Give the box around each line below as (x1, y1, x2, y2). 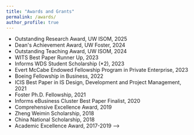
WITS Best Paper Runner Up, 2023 (14, 54, 99, 61)
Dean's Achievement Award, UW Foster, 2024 (14, 41, 126, 49)
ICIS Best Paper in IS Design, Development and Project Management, (14, 79, 182, 86)
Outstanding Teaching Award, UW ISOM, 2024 (14, 48, 127, 55)
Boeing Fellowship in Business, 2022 (14, 72, 104, 79)
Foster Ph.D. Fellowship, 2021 (14, 91, 86, 98)
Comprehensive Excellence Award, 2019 (14, 103, 113, 111)
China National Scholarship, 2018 (14, 116, 95, 123)
